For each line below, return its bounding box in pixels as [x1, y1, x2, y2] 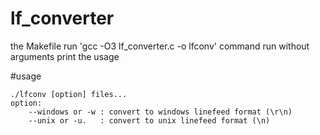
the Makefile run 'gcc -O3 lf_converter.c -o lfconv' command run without [10, 40, 310, 52]
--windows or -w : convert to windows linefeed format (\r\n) [28, 107, 293, 117]
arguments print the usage [10, 50, 120, 62]
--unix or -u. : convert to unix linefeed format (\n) [28, 115, 271, 126]
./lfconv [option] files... [10, 89, 128, 99]
